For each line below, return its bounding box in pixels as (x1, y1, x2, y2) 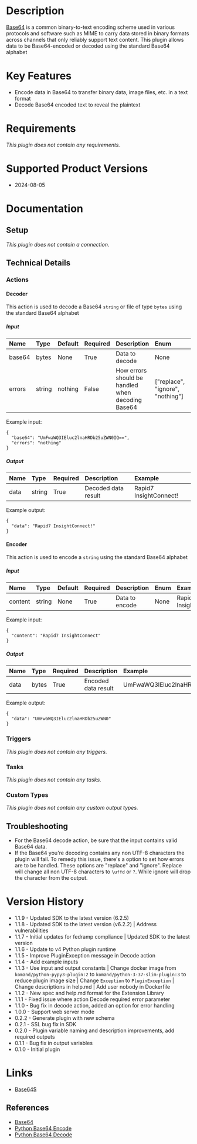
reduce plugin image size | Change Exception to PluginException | (14, 977, 175, 984)
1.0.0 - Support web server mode (14, 1008, 95, 1015)
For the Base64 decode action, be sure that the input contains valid (14, 837, 178, 844)
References (6, 1103, 49, 1113)
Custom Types (6, 790, 49, 799)
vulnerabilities (14, 927, 49, 934)
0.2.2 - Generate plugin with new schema (14, 1014, 116, 1022)
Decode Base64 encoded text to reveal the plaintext (14, 101, 141, 108)
